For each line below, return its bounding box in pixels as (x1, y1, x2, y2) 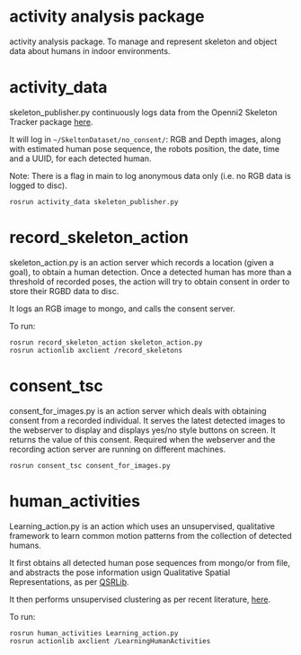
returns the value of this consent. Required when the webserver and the (9, 434, 276, 444)
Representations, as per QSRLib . (9, 576, 129, 587)
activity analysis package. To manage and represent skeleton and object (9, 36, 278, 47)
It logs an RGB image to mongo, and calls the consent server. (9, 303, 235, 314)
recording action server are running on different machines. (9, 444, 226, 454)
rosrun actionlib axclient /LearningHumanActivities (9, 636, 211, 645)
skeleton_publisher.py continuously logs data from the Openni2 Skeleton (9, 106, 278, 118)
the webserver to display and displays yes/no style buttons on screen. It (9, 425, 276, 435)
